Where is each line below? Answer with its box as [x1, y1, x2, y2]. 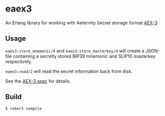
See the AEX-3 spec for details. [5, 78, 71, 84]
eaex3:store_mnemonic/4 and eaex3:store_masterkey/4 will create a [5, 47, 145, 53]
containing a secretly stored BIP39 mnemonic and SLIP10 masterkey [13, 53, 156, 59]
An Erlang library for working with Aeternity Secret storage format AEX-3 [5, 20, 158, 26]
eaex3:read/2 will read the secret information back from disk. [5, 68, 133, 74]
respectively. [5, 59, 32, 65]
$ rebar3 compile [5, 106, 42, 111]
